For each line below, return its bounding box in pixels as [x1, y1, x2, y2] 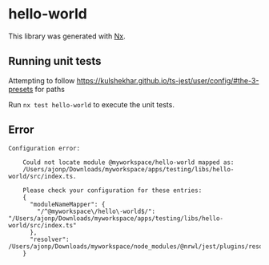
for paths [34, 84, 66, 94]
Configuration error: [8, 144, 81, 152]
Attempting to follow [8, 75, 75, 85]
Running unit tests [8, 54, 102, 68]
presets [8, 84, 34, 94]
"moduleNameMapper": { [29, 200, 106, 208]
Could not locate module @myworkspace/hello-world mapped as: [22, 158, 235, 167]
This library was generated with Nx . [8, 31, 126, 41]
